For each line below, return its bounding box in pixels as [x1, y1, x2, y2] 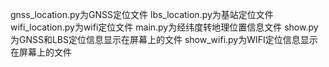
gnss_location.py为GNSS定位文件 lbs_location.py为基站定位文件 [10, 9, 274, 20]
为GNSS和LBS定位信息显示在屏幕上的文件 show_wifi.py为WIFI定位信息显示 [10, 34, 318, 45]
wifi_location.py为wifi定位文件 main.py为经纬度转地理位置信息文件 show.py [10, 21, 319, 33]
